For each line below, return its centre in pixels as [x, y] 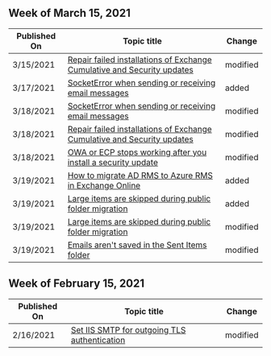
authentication [98, 340]
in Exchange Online [104, 185]
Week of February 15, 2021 [77, 284]
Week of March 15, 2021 [69, 13]
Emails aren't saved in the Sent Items [137, 245]
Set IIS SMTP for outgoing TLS [128, 329]
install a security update [113, 162]
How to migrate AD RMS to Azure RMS [140, 175]
